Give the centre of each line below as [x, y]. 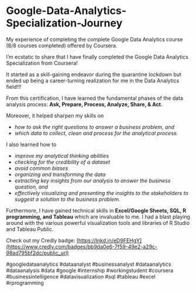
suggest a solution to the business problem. [67, 199]
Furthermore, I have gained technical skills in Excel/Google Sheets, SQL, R [96, 210]
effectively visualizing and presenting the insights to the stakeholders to [101, 193]
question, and [31, 187]
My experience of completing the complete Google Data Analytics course [94, 39]
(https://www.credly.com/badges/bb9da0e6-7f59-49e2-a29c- [82, 246]
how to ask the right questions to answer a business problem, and [94, 127]
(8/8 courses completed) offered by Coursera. [62, 46]
